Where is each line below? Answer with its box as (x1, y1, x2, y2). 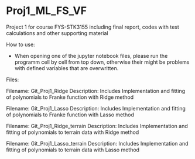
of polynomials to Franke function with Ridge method (6, 94, 134, 101)
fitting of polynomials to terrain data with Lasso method (6, 146, 139, 153)
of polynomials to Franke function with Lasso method (6, 111, 135, 118)
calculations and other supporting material (6, 29, 108, 36)
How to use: (6, 41, 35, 48)
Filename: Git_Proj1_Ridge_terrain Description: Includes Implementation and (6, 122, 189, 129)
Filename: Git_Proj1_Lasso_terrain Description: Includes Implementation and (6, 140, 189, 147)
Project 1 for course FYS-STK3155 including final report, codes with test (6, 23, 180, 30)
